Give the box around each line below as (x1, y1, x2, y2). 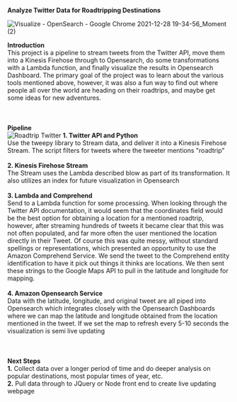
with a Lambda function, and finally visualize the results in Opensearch (7, 64, 214, 71)
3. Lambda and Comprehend (7, 191, 93, 200)
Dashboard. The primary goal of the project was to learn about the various (7, 71, 224, 79)
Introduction (7, 41, 45, 49)
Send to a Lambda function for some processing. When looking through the (7, 199, 228, 207)
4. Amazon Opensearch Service (7, 289, 103, 297)
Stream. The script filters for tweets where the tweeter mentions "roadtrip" (7, 147, 225, 154)
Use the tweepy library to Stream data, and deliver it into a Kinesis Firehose (7, 139, 227, 147)
